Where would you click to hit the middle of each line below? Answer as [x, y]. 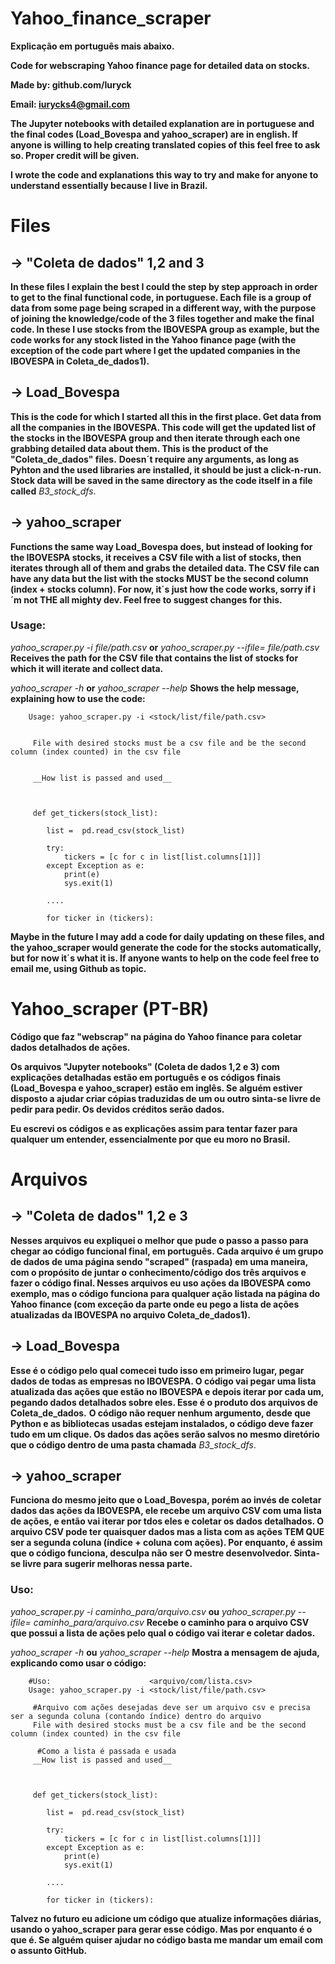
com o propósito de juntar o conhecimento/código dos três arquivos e [158, 1272]
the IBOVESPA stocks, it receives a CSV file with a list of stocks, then [156, 557]
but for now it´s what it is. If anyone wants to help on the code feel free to [165, 958]
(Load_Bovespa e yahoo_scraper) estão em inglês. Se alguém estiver [156, 1088]
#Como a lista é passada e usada [106, 1751]
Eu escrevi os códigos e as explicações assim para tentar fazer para [154, 1128]
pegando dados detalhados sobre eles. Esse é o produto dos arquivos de [164, 1402]
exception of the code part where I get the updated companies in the [155, 350]
